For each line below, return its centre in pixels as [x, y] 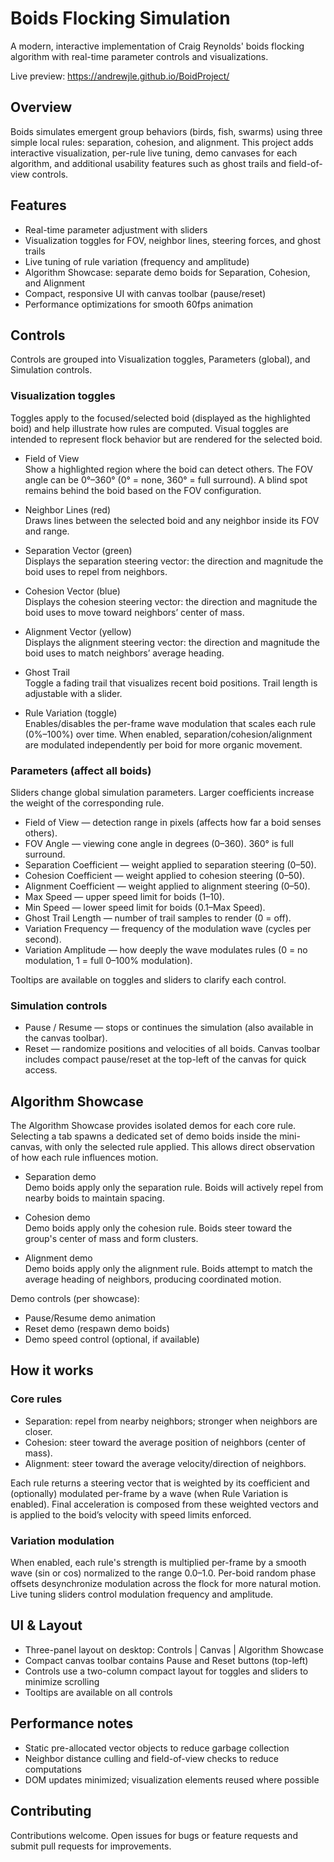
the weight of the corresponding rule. [87, 803]
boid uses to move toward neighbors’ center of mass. [134, 612]
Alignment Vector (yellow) [78, 631]
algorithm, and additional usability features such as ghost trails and [148, 163]
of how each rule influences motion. [84, 1158]
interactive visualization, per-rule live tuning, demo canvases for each [154, 153]
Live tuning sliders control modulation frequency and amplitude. [142, 1594]
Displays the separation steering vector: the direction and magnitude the [174, 561]
